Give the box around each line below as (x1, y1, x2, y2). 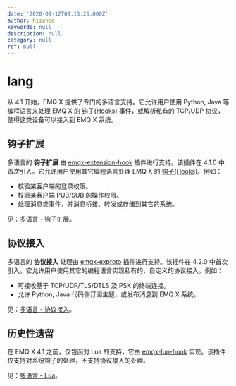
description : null (7, 30, 61, 37)
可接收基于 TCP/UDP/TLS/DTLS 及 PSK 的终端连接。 (17, 281, 170, 289)
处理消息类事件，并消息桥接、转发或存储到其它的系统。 (17, 199, 178, 208)
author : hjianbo (7, 17, 55, 24)
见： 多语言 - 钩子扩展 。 (7, 215, 76, 223)
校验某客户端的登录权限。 (17, 181, 92, 191)
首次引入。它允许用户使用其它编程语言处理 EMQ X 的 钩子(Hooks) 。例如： (7, 167, 223, 175)
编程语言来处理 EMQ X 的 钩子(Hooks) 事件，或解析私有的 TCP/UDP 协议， (7, 107, 224, 115)
